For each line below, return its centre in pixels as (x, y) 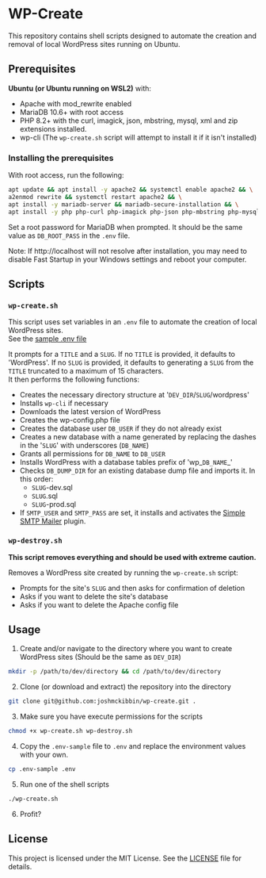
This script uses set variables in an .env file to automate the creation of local (133, 322)
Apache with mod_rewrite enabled (76, 103)
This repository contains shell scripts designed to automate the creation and (133, 36)
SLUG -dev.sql (52, 488)
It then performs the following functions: (74, 380)
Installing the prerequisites (61, 158)
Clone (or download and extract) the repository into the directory (125, 687)
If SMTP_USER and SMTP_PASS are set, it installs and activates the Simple (132, 513)
